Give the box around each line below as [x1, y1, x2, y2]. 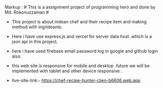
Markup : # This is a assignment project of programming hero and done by [4, 4, 156, 10]
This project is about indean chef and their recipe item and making [11, 19, 147, 24]
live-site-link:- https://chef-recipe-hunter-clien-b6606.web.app [11, 78, 141, 83]
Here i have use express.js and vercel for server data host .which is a [11, 34, 152, 39]
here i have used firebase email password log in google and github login [11, 48, 158, 54]
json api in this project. [11, 39, 58, 44]
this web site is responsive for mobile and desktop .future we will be [11, 63, 150, 68]
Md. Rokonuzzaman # [4, 9, 49, 15]
